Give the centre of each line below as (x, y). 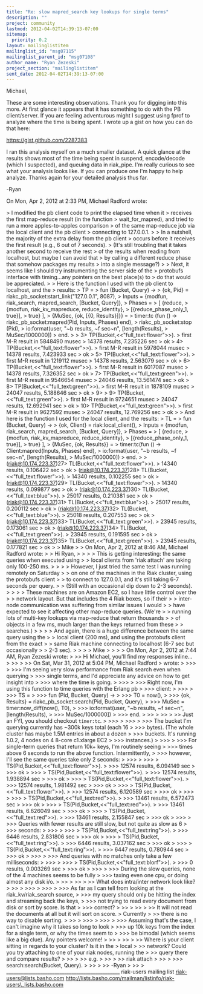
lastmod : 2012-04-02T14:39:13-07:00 (52, 29)
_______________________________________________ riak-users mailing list (90, 972)
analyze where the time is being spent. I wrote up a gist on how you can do (100, 122)
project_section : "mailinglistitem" (52, 68)
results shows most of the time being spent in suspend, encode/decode (96, 159)
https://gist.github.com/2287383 (47, 140)
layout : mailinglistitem (37, 46)
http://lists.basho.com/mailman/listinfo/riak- (120, 978)
